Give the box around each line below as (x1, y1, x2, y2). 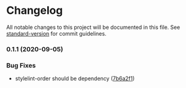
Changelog (6, 4, 63, 17)
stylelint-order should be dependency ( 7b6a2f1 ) (15, 75, 135, 82)
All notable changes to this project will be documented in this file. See (6, 24, 181, 31)
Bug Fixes (6, 61, 36, 69)
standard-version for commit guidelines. (6, 30, 107, 37)
